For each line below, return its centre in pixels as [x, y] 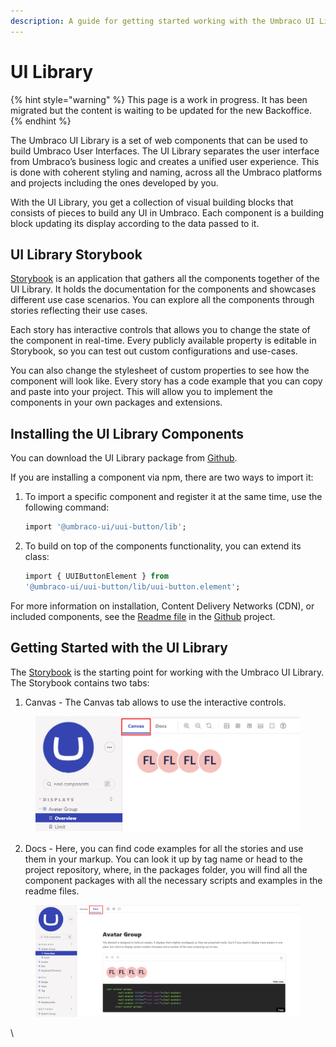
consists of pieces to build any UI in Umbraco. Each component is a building [167, 212]
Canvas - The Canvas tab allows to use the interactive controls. [155, 702]
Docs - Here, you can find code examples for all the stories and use [164, 848]
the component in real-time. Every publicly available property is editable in [163, 341]
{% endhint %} [41, 121]
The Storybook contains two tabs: [80, 682]
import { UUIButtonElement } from [96, 576]
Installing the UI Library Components [127, 433]
